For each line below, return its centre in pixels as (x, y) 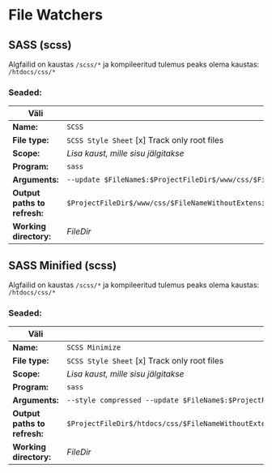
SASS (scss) (40, 45)
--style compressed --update (123, 400)
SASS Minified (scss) (63, 265)
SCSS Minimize (94, 348)
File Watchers (56, 15)
